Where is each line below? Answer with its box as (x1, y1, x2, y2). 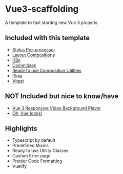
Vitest (12, 78, 24, 84)
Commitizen (12, 62, 37, 68)
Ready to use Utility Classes (12, 148, 69, 153)
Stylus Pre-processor (12, 46, 55, 52)
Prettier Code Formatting (12, 158, 62, 164)
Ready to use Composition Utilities (12, 67, 82, 73)
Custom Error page (12, 153, 51, 159)
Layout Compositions (12, 52, 55, 58)
